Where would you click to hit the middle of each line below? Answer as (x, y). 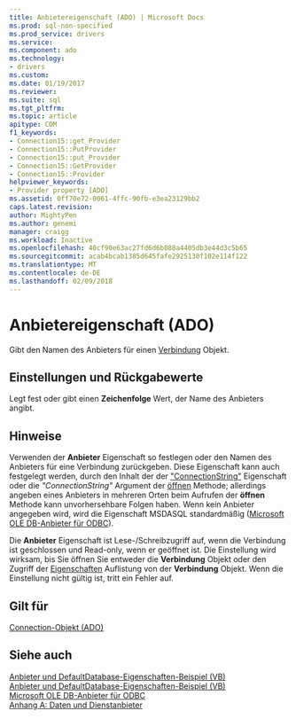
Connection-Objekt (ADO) (57, 627)
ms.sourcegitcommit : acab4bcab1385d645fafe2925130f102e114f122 (129, 257)
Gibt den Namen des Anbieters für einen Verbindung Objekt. (119, 349)
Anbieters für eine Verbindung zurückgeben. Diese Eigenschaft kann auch (145, 467)
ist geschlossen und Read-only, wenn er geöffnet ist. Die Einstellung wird (143, 550)
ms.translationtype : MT (53, 265)
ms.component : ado (43, 51)
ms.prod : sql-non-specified (61, 26)
